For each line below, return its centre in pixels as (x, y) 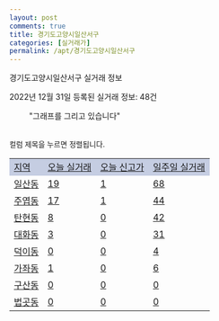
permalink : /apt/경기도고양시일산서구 (72, 51)
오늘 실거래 (70, 167)
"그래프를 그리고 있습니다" (75, 116)
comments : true (38, 26)
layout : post (34, 18)
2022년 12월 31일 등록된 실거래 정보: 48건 (83, 97)
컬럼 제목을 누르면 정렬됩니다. (57, 144)
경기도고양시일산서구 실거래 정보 (66, 78)
